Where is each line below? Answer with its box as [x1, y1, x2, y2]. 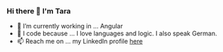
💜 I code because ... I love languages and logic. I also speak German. [16, 29, 217, 37]
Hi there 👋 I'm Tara [6, 6, 71, 16]
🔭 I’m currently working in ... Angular [16, 22, 123, 31]
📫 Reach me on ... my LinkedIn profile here [16, 37, 143, 46]
